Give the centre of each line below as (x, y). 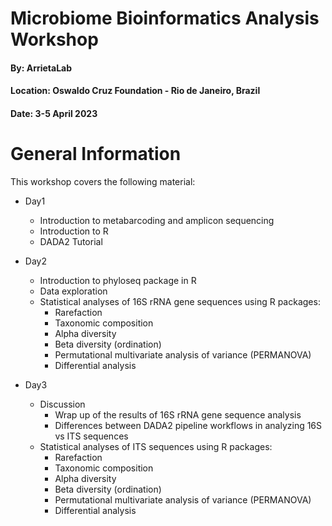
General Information (96, 154)
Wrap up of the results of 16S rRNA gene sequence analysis (178, 414)
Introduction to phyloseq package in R (118, 280)
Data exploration (73, 291)
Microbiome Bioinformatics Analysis (165, 18)
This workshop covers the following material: (103, 181)
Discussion (62, 404)
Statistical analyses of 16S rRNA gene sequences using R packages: (180, 301)
